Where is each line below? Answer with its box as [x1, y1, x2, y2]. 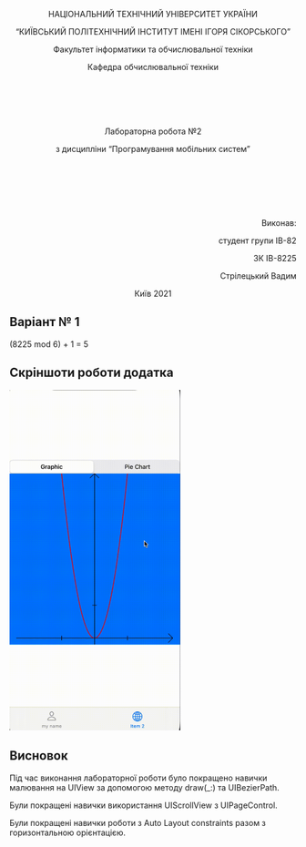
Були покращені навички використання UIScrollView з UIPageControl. [9, 800, 278, 811]
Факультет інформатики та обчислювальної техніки [53, 44, 253, 55]
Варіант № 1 [9, 314, 80, 330]
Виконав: [260, 218, 297, 228]
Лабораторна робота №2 [104, 126, 202, 137]
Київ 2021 [134, 288, 172, 299]
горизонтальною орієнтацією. [9, 827, 126, 838]
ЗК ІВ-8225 [253, 253, 297, 263]
